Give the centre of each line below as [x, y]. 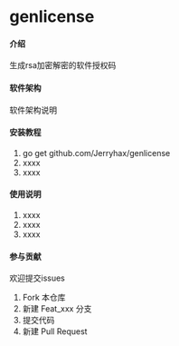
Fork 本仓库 [44, 298]
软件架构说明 [33, 110]
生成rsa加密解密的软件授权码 [63, 65]
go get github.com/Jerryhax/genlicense [96, 153]
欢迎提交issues [37, 278]
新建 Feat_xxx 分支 [57, 309]
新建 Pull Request [55, 331]
